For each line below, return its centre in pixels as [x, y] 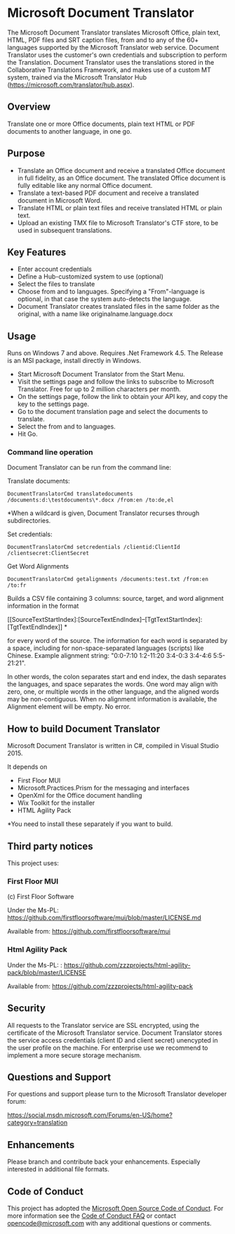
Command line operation [50, 452]
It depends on [27, 767]
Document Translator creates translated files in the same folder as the [118, 307]
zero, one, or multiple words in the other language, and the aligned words [113, 692]
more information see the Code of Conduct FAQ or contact [92, 1216]
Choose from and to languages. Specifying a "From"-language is [111, 292]
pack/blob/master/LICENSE [47, 972]
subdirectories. [29, 521]
